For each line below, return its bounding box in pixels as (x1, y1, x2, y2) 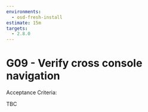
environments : (6, 8, 42, 15)
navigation (6, 69, 60, 83)
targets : (6, 25, 28, 32)
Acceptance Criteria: (6, 89, 57, 96)
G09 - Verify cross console (6, 57, 143, 70)
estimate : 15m (6, 20, 42, 26)
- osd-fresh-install (11, 14, 63, 20)
